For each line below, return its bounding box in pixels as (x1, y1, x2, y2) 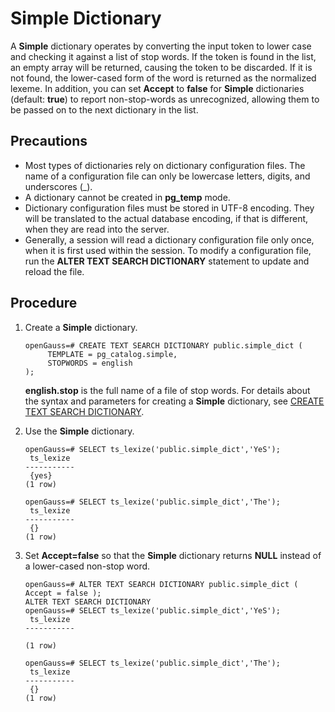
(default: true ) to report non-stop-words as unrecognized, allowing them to (10, 93, 320, 105)
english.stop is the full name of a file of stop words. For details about (24, 384, 311, 396)
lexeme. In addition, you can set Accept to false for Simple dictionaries (10, 82, 305, 94)
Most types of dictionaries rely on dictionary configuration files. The (24, 159, 306, 171)
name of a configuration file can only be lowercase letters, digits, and (24, 170, 311, 182)
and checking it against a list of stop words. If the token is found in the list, (10, 50, 317, 62)
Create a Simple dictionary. (24, 321, 138, 333)
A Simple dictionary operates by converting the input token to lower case (10, 40, 312, 52)
